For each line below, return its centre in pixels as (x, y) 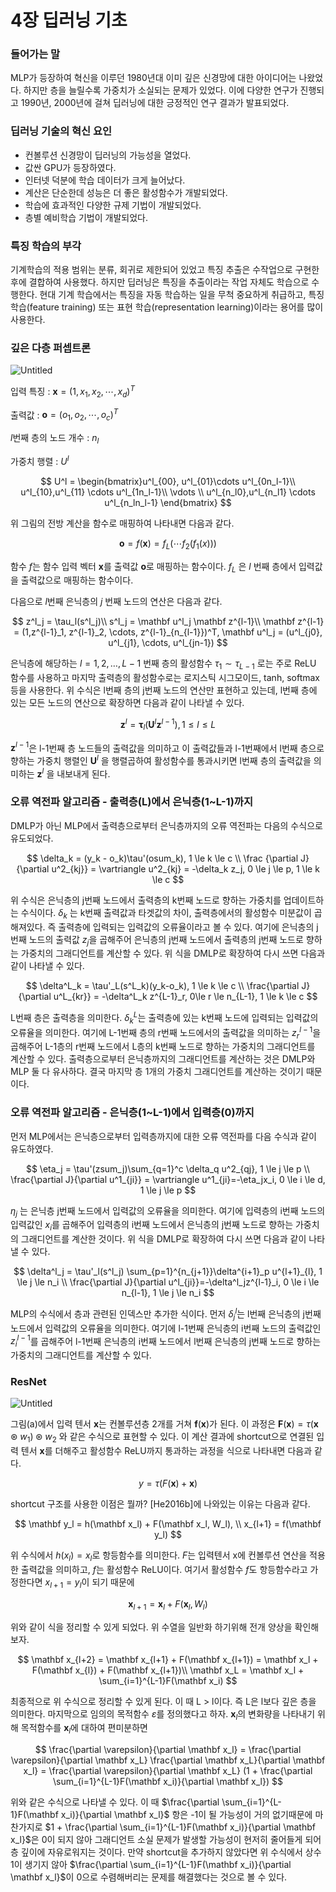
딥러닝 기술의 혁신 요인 (61, 131)
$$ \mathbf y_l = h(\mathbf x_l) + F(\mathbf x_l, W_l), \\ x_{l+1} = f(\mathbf (168, 1524)
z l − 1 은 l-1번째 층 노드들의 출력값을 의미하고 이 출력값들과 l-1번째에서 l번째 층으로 (167, 747)
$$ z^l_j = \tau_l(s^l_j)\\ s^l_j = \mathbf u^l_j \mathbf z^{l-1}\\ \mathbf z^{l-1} (168, 622)
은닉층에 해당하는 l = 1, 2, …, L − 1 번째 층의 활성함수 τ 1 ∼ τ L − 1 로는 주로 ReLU (163, 664)
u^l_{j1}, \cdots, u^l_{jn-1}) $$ (168, 643)
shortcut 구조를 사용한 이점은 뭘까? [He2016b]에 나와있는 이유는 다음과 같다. (160, 1504)
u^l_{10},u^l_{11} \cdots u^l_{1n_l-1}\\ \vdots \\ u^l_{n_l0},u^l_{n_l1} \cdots (168, 492)
